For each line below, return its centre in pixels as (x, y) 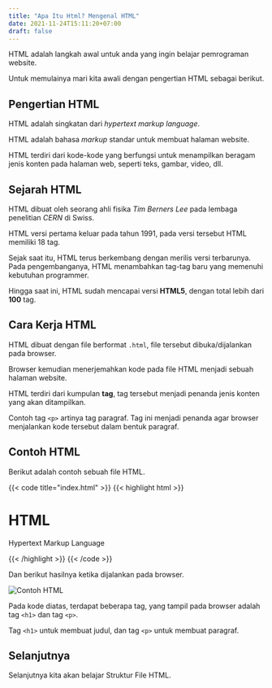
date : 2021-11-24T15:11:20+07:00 (65, 24)
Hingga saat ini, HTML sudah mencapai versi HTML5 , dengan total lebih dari (136, 291)
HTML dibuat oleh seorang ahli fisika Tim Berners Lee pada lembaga (123, 209)
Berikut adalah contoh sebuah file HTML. (77, 472)
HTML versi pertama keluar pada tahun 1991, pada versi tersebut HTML (128, 233)
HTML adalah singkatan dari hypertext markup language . (104, 124)
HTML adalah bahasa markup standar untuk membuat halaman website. (129, 140)
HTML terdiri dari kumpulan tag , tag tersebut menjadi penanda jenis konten (134, 393)
